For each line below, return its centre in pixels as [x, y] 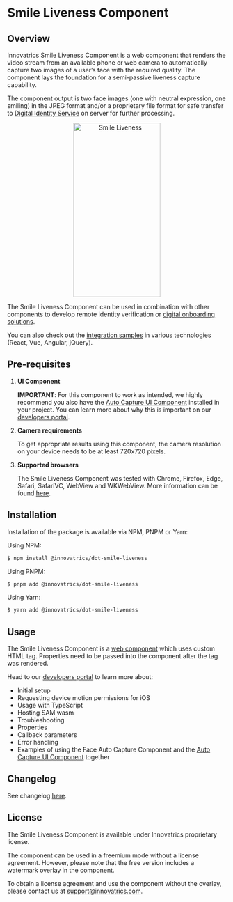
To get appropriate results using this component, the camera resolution [119, 444]
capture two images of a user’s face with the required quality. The [102, 70]
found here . [34, 493]
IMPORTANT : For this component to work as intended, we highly [110, 394]
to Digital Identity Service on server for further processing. [91, 113]
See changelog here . [37, 795]
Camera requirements [49, 430]
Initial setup [34, 690]
